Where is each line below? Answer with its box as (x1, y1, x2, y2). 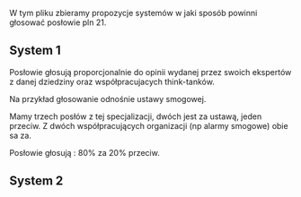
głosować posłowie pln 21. (9, 17, 107, 28)
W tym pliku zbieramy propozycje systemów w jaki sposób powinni (9, 8, 258, 18)
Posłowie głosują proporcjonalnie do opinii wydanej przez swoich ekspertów (9, 66, 292, 77)
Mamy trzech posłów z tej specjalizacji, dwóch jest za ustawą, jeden (9, 111, 262, 122)
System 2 (9, 174, 64, 189)
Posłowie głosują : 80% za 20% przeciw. (9, 147, 160, 158)
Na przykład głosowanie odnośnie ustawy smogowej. (9, 93, 207, 104)
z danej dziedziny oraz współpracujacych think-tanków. (9, 76, 216, 87)
